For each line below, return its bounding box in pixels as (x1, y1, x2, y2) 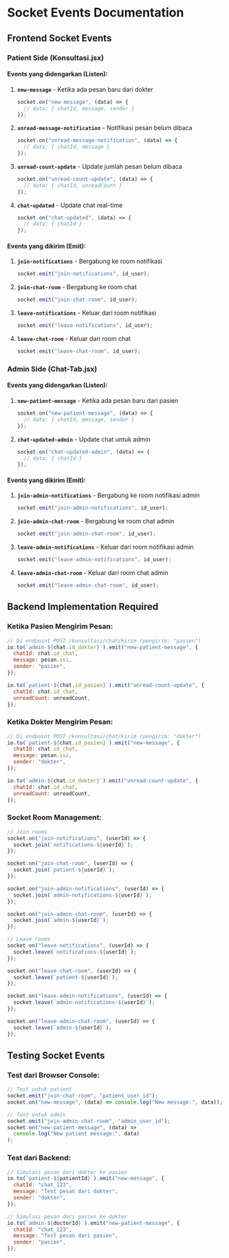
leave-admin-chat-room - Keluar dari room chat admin (17, 569, 168, 577)
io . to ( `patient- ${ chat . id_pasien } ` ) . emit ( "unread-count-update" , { (7, 682, 205, 689)
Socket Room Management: (7, 813, 102, 822)
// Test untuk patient (7, 1086, 72, 1093)
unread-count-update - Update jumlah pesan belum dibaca (17, 162, 182, 170)
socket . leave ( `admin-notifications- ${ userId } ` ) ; (13, 999, 155, 1006)
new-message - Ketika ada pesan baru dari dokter (17, 85, 153, 94)
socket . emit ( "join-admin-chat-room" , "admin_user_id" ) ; (7, 1118, 171, 1124)
